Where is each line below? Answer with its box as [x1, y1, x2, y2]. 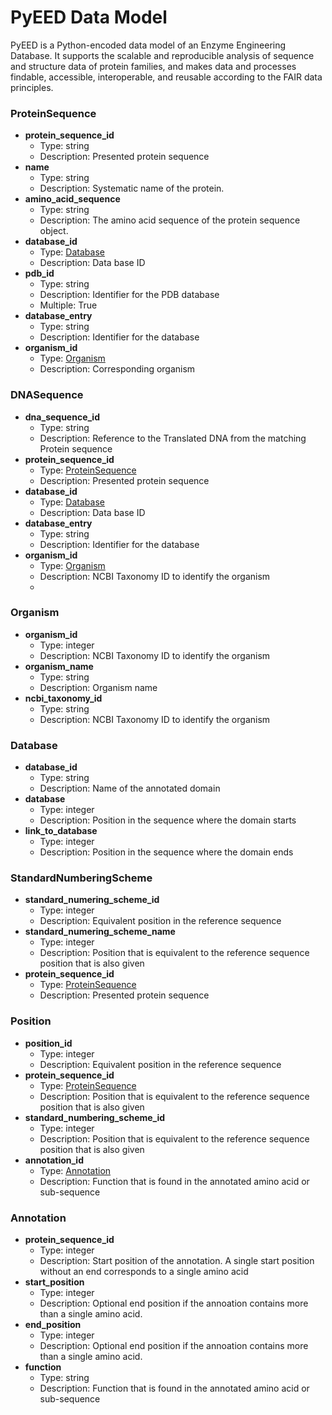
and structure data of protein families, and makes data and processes [10, 60, 297, 72]
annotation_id [24, 1154, 84, 1166]
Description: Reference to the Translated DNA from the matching [39, 432, 307, 444]
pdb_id [24, 267, 55, 280]
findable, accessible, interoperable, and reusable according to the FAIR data [10, 71, 323, 83]
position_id [24, 1037, 73, 1049]
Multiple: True [39, 299, 98, 311]
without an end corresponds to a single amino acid [39, 1266, 249, 1278]
